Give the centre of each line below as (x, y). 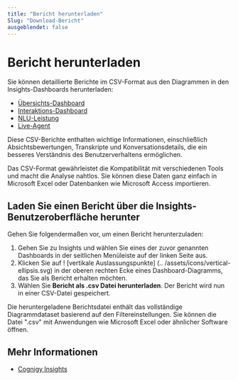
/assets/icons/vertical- (198, 263)
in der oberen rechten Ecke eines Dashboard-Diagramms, (139, 271)
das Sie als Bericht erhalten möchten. (72, 278)
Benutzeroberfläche (53, 217)
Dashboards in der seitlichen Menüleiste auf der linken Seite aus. (113, 256)
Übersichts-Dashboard (51, 103)
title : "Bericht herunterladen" (55, 14)
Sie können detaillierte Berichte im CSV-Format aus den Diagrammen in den (118, 82)
